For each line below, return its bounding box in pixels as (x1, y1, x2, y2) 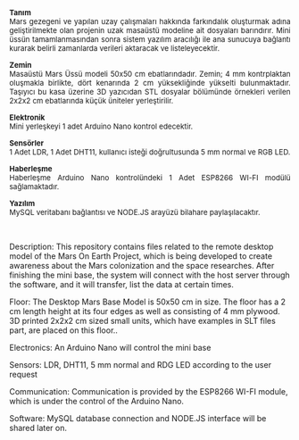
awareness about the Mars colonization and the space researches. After (9, 261, 275, 270)
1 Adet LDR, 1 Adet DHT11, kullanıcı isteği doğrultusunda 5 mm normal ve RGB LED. (9, 147, 291, 157)
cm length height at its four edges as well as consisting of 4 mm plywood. (9, 306, 281, 316)
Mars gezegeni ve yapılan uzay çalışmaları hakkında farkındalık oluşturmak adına (9, 17, 291, 26)
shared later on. (9, 423, 68, 433)
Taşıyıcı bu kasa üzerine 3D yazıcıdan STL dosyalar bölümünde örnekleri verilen (9, 87, 291, 96)
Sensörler (9, 138, 45, 148)
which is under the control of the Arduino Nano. (9, 396, 185, 406)
